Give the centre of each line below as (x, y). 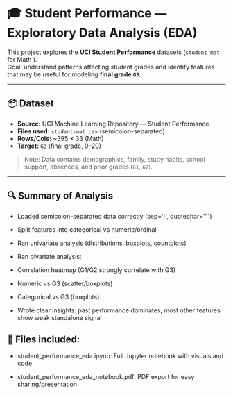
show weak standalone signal (59, 317)
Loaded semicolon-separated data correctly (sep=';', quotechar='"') (115, 216)
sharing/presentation (47, 384)
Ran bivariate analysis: (49, 256)
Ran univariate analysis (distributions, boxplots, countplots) (102, 243)
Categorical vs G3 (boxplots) (58, 296)
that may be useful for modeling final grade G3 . (74, 74)
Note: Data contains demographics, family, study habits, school (115, 159)
